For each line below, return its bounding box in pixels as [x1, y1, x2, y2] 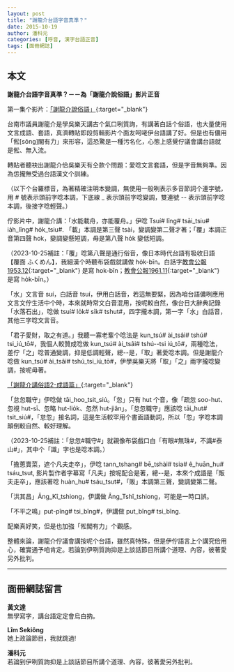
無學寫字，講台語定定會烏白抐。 [7, 611, 99, 620]
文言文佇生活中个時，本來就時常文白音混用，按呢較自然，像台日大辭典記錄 [7, 298, 221, 307]
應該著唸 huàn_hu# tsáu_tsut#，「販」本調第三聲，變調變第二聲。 [34, 477, 221, 486]
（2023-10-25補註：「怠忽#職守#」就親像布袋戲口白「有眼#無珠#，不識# [7, 436, 217, 445]
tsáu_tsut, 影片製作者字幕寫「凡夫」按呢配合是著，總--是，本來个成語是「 [7, 468, 219, 477]
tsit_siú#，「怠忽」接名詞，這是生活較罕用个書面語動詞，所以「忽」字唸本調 [7, 412, 224, 421]
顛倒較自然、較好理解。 [7, 421, 75, 430]
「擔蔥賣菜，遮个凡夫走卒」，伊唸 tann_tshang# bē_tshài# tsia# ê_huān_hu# [7, 460, 224, 468]
